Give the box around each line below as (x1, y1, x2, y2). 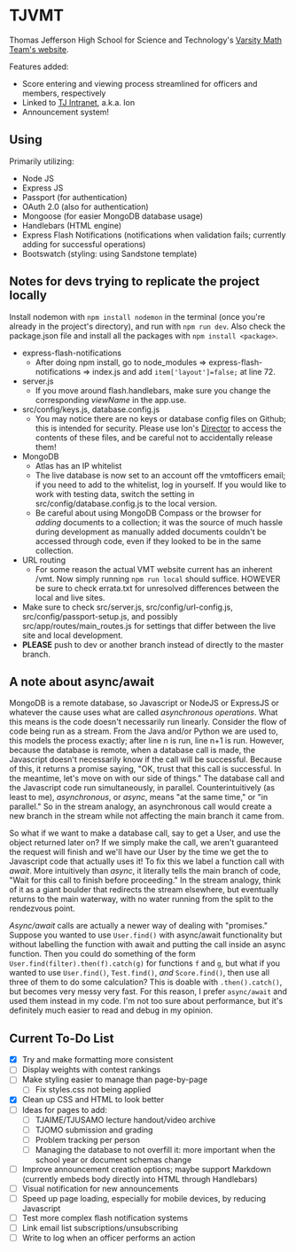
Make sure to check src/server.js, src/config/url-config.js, (21, 602, 233, 612)
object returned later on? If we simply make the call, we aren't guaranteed (9, 837, 279, 848)
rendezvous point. (9, 903, 75, 914)
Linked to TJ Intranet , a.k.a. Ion (21, 97, 136, 107)
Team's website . (9, 43, 69, 54)
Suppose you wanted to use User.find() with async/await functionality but (9, 929, 283, 940)
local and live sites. (35, 592, 105, 603)
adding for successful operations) (21, 238, 146, 249)
